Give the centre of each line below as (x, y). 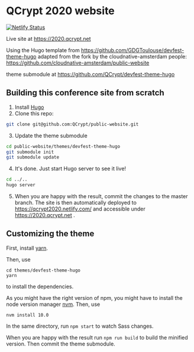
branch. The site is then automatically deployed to (76, 203)
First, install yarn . (27, 248)
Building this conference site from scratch (85, 93)
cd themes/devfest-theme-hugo (43, 270)
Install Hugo (29, 107)
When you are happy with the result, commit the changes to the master (101, 196)
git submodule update (33, 157)
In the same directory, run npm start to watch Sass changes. (80, 326)
